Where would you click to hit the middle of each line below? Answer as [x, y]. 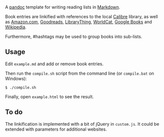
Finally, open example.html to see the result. [49, 96]
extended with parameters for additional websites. [56, 129]
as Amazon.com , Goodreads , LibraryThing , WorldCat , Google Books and [79, 22]
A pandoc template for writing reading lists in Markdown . [63, 7]
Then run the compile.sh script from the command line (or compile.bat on [80, 73]
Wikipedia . [16, 27]
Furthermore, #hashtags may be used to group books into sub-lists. [74, 37]
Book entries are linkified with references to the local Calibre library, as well [82, 16]
